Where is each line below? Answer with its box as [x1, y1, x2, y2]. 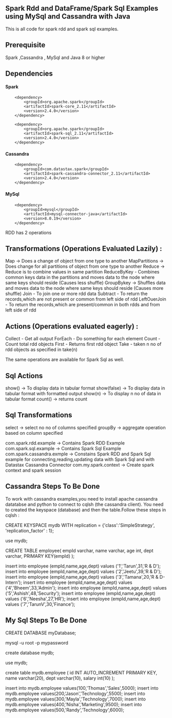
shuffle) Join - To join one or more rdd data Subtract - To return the [5, 290, 148, 297]
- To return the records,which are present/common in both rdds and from [5, 302, 160, 308]
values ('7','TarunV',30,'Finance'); [5, 601, 75, 607]
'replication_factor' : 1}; [5, 527, 54, 533]
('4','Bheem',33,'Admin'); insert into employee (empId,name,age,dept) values [5, 584, 167, 591]
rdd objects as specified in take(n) [5, 346, 78, 353]
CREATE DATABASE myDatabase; [5, 630, 77, 636]
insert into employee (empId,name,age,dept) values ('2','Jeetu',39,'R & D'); [5, 568, 162, 575]
